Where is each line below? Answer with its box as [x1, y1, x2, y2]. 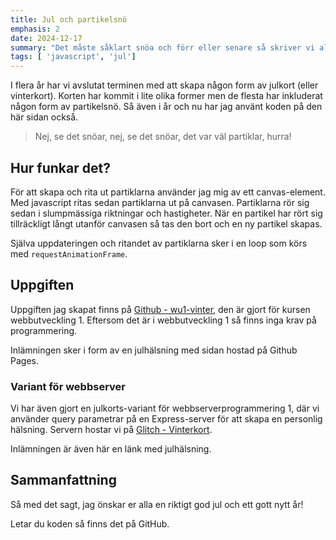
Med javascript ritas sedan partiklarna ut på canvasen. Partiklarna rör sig [10, 196, 310, 208]
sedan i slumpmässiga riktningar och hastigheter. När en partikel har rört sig [10, 207, 323, 219]
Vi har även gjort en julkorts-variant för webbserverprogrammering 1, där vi [10, 402, 320, 415]
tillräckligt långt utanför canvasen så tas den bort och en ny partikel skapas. [10, 217, 323, 230]
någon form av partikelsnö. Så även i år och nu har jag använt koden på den [10, 101, 323, 113]
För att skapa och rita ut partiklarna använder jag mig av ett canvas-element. [10, 186, 326, 198]
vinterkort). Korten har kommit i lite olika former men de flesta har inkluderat [10, 90, 323, 102]
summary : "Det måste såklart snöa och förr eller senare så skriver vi [10, 42, 315, 53]
